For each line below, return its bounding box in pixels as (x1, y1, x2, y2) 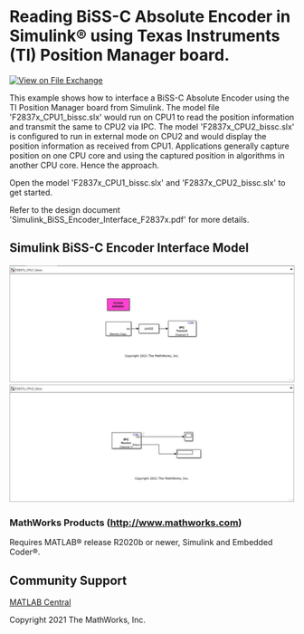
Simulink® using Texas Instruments (9, 25, 280, 46)
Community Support (9, 572, 128, 588)
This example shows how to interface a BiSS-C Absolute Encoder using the (9, 92, 290, 103)
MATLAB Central (9, 597, 71, 608)
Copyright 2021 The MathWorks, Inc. (9, 614, 147, 626)
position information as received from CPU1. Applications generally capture (9, 140, 290, 151)
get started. (9, 187, 52, 197)
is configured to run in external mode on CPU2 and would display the (9, 130, 267, 141)
